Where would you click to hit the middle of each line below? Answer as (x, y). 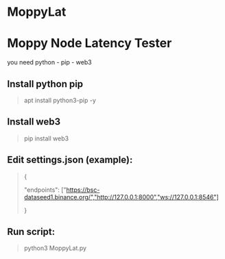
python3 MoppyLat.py (55, 248)
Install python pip (45, 84)
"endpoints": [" (45, 190)
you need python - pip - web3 (49, 62)
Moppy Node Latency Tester (90, 44)
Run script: (31, 231)
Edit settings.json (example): (70, 160)
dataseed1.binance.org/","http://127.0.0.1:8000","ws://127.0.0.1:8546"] (121, 197)
